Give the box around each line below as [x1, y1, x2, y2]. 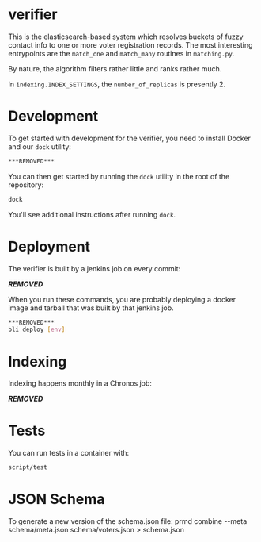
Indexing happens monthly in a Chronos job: [8, 379, 153, 388]
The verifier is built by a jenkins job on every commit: [8, 263, 181, 273]
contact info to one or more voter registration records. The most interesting [8, 40, 253, 49]
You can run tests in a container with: [8, 448, 130, 458]
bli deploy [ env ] [8, 325, 66, 334]
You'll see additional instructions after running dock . [8, 209, 176, 219]
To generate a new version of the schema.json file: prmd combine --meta [8, 517, 248, 525]
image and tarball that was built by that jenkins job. [8, 303, 174, 313]
